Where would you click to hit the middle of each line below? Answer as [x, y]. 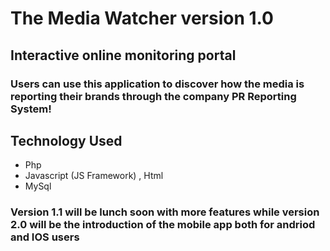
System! [31, 109]
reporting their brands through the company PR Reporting [153, 96]
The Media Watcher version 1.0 [142, 18]
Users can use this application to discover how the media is [157, 84]
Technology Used [66, 140]
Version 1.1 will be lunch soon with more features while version [165, 212]
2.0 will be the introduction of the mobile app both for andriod [163, 225]
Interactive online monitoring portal [123, 55]
